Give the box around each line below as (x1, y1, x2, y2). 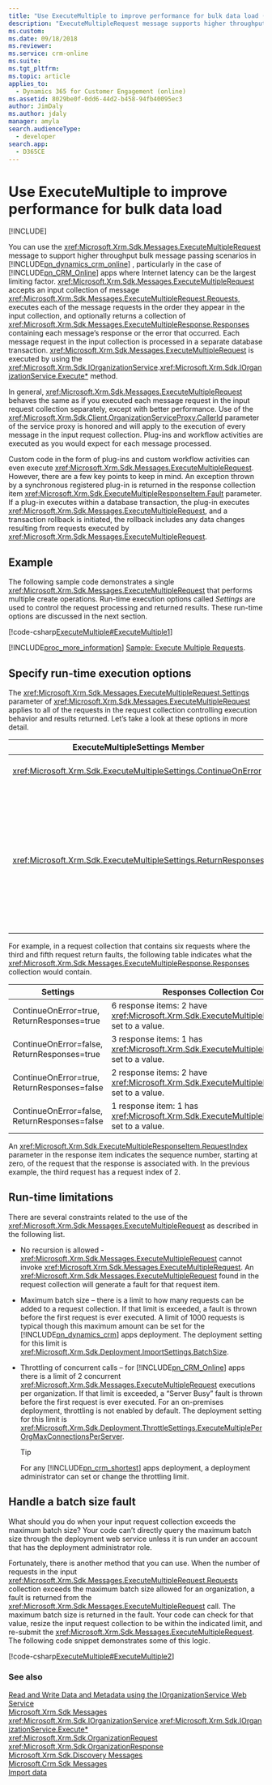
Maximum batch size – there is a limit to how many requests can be (19, 1295, 244, 1305)
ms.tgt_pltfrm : (8, 65, 60, 73)
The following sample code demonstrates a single (8, 577, 175, 587)
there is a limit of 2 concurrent (19, 1371, 121, 1380)
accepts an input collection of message (8, 285, 140, 295)
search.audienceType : (8, 125, 82, 133)
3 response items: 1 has (111, 1033, 203, 1044)
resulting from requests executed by (8, 524, 130, 533)
